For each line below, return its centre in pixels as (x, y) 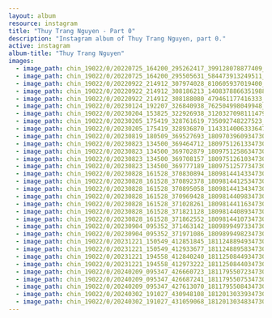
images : (21, 61)
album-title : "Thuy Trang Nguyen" (67, 53)
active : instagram (39, 46)
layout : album (32, 16)
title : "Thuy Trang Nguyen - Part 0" (72, 31)
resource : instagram (43, 23)
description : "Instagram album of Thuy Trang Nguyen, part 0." (117, 38)
